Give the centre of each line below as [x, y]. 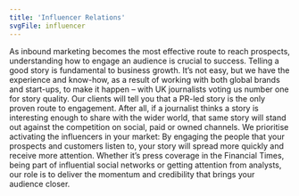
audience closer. [40, 184]
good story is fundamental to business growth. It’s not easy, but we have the [149, 70]
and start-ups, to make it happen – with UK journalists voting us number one [149, 89]
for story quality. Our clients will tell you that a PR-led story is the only [137, 98]
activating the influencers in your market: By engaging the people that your [147, 136]
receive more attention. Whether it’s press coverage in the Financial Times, [147, 155]
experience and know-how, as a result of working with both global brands [145, 79]
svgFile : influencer [48, 26]
